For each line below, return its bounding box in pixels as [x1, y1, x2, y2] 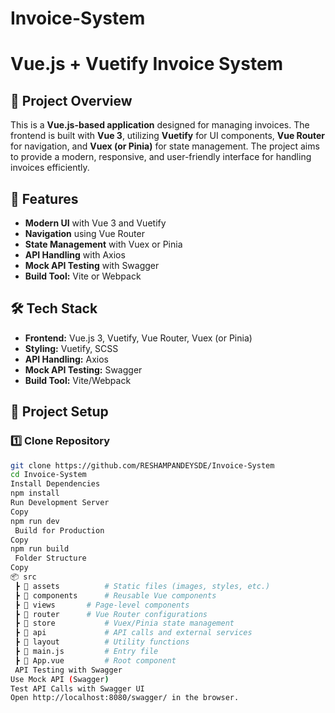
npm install [10, 488, 60, 499]
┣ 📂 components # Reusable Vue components [14, 590, 217, 601]
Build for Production [14, 525, 105, 536]
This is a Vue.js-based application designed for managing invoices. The [10, 119, 310, 131]
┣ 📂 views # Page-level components [14, 600, 190, 610]
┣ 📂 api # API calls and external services [14, 628, 253, 638]
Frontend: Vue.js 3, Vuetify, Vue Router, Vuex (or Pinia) [24, 332, 253, 344]
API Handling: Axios [24, 353, 109, 365]
